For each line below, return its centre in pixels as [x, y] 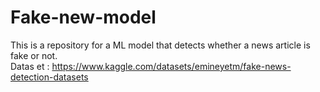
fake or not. [34, 55]
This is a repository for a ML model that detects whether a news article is [160, 45]
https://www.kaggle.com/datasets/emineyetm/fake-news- [171, 66]
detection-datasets [49, 77]
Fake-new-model [83, 17]
